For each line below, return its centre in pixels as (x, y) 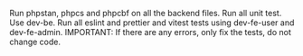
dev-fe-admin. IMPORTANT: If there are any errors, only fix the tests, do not (150, 32)
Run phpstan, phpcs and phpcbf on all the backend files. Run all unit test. (146, 13)
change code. (35, 42)
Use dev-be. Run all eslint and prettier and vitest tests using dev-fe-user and (152, 23)
